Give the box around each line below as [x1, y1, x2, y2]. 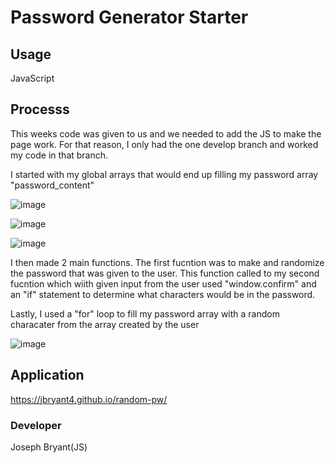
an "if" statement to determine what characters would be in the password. [10, 288, 316, 300]
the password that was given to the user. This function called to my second [10, 267, 320, 279]
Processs [10, 101, 70, 118]
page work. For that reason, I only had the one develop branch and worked [10, 138, 319, 150]
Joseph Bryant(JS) [10, 441, 88, 453]
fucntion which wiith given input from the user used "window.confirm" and [10, 277, 317, 290]
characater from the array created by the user [10, 318, 200, 330]
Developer [10, 418, 62, 432]
